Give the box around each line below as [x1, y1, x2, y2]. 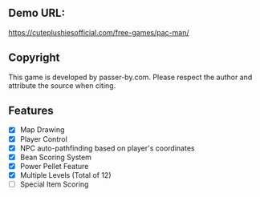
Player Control [19, 134, 68, 143]
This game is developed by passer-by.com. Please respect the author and [8, 72, 253, 82]
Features [8, 104, 54, 118]
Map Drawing [19, 125, 65, 135]
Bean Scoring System [19, 152, 92, 162]
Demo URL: [8, 6, 66, 20]
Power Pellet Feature [19, 161, 89, 171]
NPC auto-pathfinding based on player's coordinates [19, 143, 195, 153]
